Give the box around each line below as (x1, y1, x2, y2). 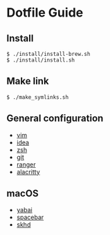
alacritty (16, 167, 41, 176)
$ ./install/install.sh (6, 57, 75, 64)
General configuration (6, 113, 104, 124)
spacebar (16, 213, 44, 222)
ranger (16, 160, 36, 169)
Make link (6, 75, 49, 87)
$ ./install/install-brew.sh (6, 50, 91, 57)
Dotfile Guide (6, 5, 84, 21)
